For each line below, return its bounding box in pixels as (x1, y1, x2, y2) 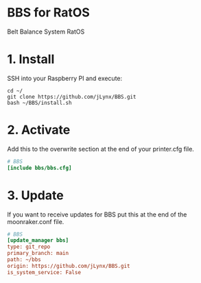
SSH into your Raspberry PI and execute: (7, 74, 123, 82)
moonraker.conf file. (7, 217, 64, 225)
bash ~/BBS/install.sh (7, 99, 72, 106)
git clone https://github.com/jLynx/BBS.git (7, 93, 137, 100)
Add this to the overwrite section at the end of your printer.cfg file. (7, 145, 194, 153)
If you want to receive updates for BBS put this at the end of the (7, 210, 187, 219)
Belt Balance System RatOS (7, 27, 85, 36)
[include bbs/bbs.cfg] (7, 164, 72, 171)
